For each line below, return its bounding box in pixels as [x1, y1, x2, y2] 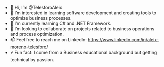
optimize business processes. [10, 15, 72, 21]
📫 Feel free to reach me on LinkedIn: [10, 37, 87, 42]
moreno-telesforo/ [10, 44, 48, 50]
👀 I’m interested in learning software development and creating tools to [10, 10, 157, 16]
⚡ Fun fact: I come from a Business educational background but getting [10, 50, 157, 55]
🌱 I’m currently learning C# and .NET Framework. [10, 20, 112, 26]
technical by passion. [10, 57, 54, 62]
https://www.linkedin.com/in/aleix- [87, 37, 159, 42]
